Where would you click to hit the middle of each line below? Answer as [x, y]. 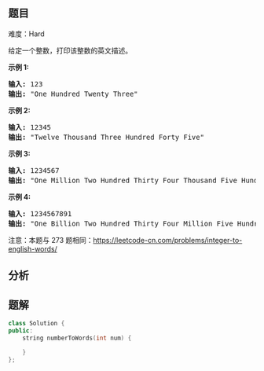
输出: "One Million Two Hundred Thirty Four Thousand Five [123, 180]
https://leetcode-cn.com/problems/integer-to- [168, 240]
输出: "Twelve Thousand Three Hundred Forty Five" [106, 137]
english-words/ [33, 248]
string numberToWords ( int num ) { [77, 338]
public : [21, 331]
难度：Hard [26, 34]
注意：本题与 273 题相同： [51, 240]
